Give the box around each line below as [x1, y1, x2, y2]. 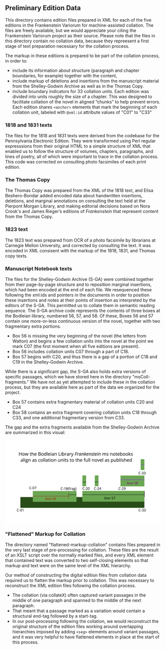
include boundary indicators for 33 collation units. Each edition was [12, 88, 149, 94]
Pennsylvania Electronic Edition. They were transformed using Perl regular [5, 138, 156, 144]
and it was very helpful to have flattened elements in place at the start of [12, 634, 160, 640]
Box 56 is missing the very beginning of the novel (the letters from [12, 333, 147, 339]
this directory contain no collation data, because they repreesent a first [5, 38, 149, 44]
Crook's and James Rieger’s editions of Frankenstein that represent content [5, 209, 159, 215]
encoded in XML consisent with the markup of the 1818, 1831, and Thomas [5, 248, 156, 253]
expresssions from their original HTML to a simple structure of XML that [5, 143, 151, 149]
